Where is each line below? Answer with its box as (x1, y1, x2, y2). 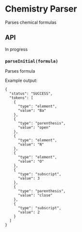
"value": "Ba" (17, 108, 47, 113)
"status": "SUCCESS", (9, 91, 53, 96)
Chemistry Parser (5, 3, 77, 15)
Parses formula (5, 68, 35, 74)
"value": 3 (17, 176, 40, 181)
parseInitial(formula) (5, 58, 58, 64)
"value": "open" (17, 125, 51, 130)
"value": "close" (17, 193, 53, 198)
